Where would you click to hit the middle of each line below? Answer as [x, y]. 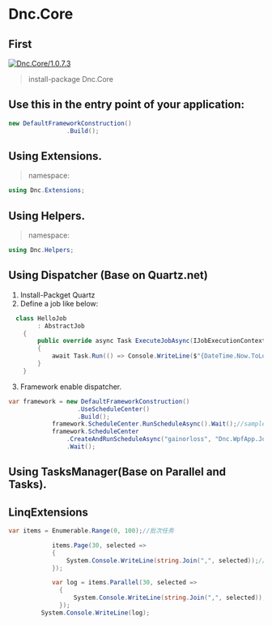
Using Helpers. [47, 216]
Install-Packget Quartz [57, 295]
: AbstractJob [61, 326]
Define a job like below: [59, 303]
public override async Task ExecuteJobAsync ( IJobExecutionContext [152, 341]
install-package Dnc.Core [70, 79]
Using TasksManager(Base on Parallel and [117, 472]
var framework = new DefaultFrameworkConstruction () [99, 401]
